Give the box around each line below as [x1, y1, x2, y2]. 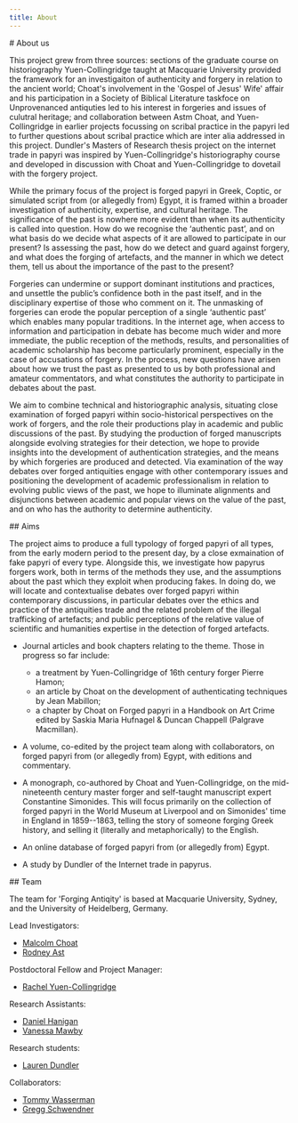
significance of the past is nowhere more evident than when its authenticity [9, 214, 286, 224]
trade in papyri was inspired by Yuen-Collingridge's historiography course [9, 149, 280, 160]
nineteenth [21, 787, 62, 797]
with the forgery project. [9, 168, 99, 179]
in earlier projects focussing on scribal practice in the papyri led [55, 121, 290, 132]
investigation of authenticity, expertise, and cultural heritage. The [9, 204, 248, 214]
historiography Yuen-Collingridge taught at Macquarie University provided [9, 64, 282, 75]
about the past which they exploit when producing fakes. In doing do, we [9, 576, 276, 586]
